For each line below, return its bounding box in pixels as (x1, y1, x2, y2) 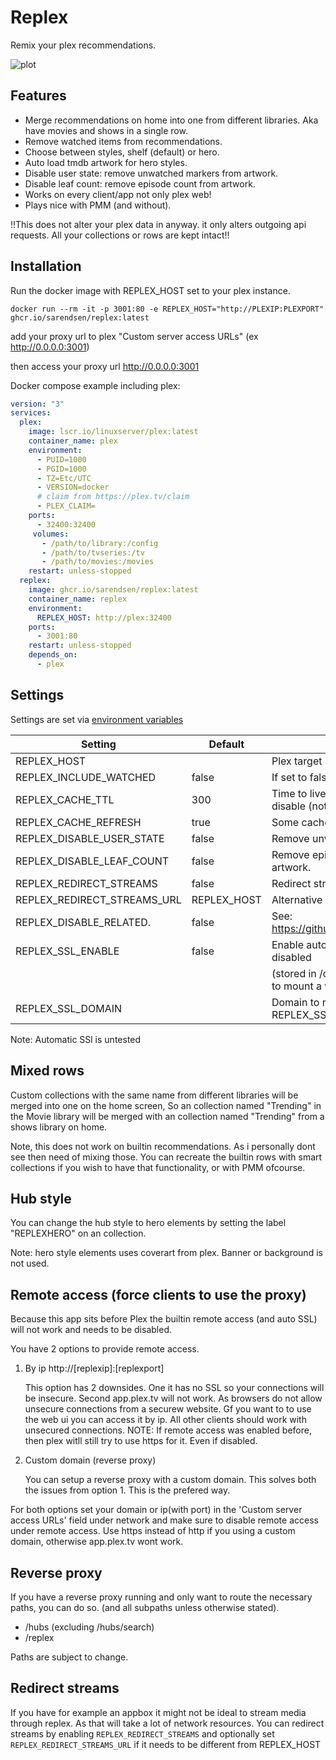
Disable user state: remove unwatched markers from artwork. (24, 167, 279, 179)
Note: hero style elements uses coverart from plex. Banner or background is (10, 1247, 323, 1259)
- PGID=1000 (36, 464, 87, 474)
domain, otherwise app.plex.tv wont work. (10, 1536, 184, 1548)
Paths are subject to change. (10, 1651, 129, 1663)
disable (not (271, 799, 328, 813)
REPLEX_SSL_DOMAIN (15, 1001, 123, 1015)
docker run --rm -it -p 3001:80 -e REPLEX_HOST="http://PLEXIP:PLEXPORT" (10, 304, 325, 314)
